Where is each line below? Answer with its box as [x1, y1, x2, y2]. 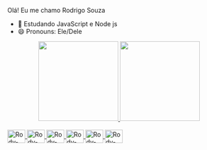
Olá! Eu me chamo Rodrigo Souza [7, 6, 106, 14]
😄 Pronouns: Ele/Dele [17, 28, 83, 35]
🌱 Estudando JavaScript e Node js [17, 20, 118, 28]
